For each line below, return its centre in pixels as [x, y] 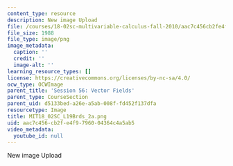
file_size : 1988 [31, 33]
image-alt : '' [34, 65]
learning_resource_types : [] [49, 71]
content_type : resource [42, 13]
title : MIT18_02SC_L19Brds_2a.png [57, 116]
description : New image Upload [52, 20]
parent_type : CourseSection [48, 98]
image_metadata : [31, 46]
